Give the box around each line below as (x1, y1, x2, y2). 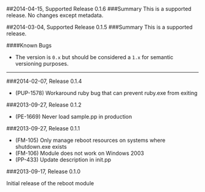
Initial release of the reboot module (6, 180, 95, 187)
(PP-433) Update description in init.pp (15, 156, 112, 163)
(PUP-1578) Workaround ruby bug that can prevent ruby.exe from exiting (15, 90, 198, 96)
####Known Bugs (6, 42, 52, 49)
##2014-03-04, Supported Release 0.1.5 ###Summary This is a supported (6, 24, 193, 30)
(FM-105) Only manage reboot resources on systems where (15, 137, 166, 144)
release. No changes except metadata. (6, 12, 104, 19)
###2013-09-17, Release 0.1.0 (6, 168, 81, 175)
